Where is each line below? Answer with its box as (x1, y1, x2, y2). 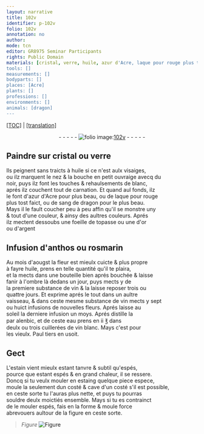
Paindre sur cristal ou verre (6, 151, 111, 161)
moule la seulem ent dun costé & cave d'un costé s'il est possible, (6, 383, 170, 390)
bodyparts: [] (6, 76, 42, 83)
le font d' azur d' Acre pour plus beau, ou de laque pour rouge (6, 192, 158, 200)
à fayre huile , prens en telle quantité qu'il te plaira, (6, 265, 132, 273)
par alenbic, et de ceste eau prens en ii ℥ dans (6, 317, 122, 325)
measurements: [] (6, 71, 50, 77)
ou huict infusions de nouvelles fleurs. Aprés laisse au (6, 304, 141, 311)
